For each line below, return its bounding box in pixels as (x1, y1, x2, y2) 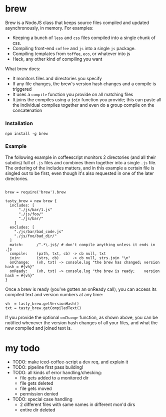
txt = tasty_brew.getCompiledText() (5, 305, 81, 311)
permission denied (19, 391, 58, 397)
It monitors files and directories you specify (12, 75, 102, 81)
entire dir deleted (19, 407, 55, 413)
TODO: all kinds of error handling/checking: (12, 369, 102, 376)
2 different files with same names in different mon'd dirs (19, 401, 135, 407)
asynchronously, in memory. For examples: (5, 25, 93, 31)
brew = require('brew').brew (5, 189, 66, 194)
